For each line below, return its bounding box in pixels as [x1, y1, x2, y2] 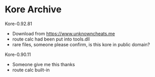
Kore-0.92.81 [5, 21, 32, 27]
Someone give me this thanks [12, 61, 75, 67]
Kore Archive [5, 4, 62, 15]
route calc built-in [12, 67, 50, 73]
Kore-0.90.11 [5, 51, 31, 57]
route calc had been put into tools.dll [12, 36, 90, 42]
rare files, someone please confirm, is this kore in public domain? [12, 41, 150, 47]
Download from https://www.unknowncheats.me [12, 30, 115, 36]
